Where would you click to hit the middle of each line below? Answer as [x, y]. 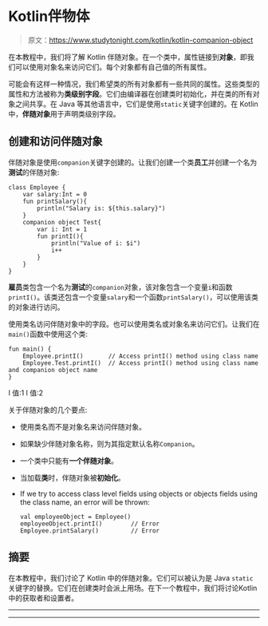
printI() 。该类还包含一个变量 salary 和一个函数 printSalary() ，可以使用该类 [134, 297]
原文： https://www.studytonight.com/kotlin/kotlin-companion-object [140, 40]
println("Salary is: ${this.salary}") [101, 208]
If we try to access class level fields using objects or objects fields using [138, 493]
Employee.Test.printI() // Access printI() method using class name [141, 363]
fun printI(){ [60, 236]
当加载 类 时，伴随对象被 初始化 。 [72, 477]
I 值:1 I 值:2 [26, 393]
